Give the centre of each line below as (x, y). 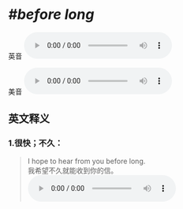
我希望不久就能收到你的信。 (73, 170)
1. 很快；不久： (35, 144)
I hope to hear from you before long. (86, 161)
